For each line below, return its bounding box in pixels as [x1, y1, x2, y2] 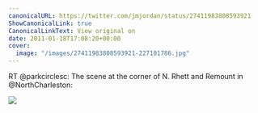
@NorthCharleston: [8, 80, 73, 90]
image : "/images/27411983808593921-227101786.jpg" [15, 49, 190, 57]
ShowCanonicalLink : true [8, 19, 92, 27]
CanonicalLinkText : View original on [8, 27, 136, 35]
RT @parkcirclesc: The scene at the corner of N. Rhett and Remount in [8, 72, 244, 81]
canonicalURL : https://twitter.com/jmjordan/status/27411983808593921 [8, 11, 252, 20]
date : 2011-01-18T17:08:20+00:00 [8, 34, 121, 43]
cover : [8, 42, 31, 50]
